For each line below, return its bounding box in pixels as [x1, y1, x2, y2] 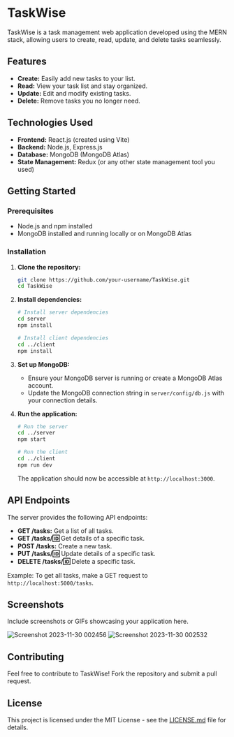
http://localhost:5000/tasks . [7, 578, 94, 587]
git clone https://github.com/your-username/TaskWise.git [17, 276, 190, 284]
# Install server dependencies [17, 309, 109, 316]
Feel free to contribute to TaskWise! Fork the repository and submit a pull [7, 669, 218, 678]
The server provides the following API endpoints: [7, 513, 148, 521]
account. [27, 381, 54, 389]
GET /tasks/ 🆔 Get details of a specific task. [17, 534, 145, 542]
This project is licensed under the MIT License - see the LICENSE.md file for [7, 716, 226, 724]
